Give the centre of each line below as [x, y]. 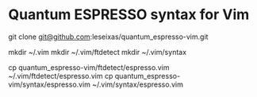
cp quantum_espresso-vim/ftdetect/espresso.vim [89, 67]
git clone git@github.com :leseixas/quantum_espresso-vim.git [108, 37]
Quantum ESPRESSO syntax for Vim [129, 15]
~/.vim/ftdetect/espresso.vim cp [61, 76]
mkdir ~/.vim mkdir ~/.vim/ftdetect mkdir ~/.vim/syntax [98, 52]
